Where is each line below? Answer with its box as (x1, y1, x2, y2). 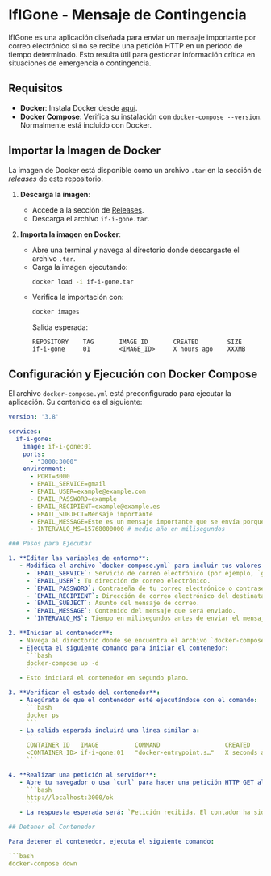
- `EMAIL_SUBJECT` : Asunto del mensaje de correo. (26, 600, 200, 608)
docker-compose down (8, 859, 78, 868)
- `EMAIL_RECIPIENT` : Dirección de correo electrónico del (26, 592, 229, 600)
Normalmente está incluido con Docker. (19, 120, 152, 130)
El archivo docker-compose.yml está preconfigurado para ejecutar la (8, 389, 231, 398)
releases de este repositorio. (8, 174, 103, 183)
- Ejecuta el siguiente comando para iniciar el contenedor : (19, 644, 229, 652)
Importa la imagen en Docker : (19, 229, 121, 239)
